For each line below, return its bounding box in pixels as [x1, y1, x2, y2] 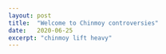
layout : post [8, 11, 52, 20]
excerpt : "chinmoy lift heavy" [8, 33, 113, 42]
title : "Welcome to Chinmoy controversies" [8, 19, 159, 27]
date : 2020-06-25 [8, 26, 73, 34]
